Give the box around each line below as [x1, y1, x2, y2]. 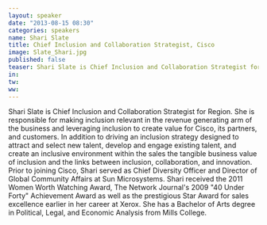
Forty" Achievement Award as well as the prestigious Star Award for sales [8, 191, 249, 200]
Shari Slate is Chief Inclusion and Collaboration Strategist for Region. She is [8, 107, 255, 116]
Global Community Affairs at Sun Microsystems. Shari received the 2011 [8, 174, 243, 184]
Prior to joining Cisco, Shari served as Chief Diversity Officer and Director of [8, 166, 257, 175]
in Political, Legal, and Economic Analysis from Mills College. [8, 208, 207, 218]
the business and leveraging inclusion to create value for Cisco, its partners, [8, 124, 257, 133]
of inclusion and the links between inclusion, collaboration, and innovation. [8, 158, 253, 167]
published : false [8, 56, 66, 64]
